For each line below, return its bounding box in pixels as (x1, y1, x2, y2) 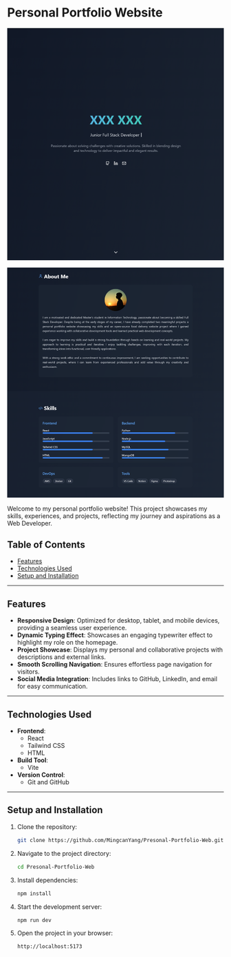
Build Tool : (16, 756, 48, 764)
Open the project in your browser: (16, 929, 113, 937)
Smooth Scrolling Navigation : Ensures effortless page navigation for (16, 660, 212, 669)
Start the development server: (16, 903, 102, 911)
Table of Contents (7, 539, 86, 551)
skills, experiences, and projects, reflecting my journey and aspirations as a (7, 511, 221, 520)
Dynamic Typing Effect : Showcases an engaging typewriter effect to (16, 631, 213, 639)
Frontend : (16, 727, 46, 735)
